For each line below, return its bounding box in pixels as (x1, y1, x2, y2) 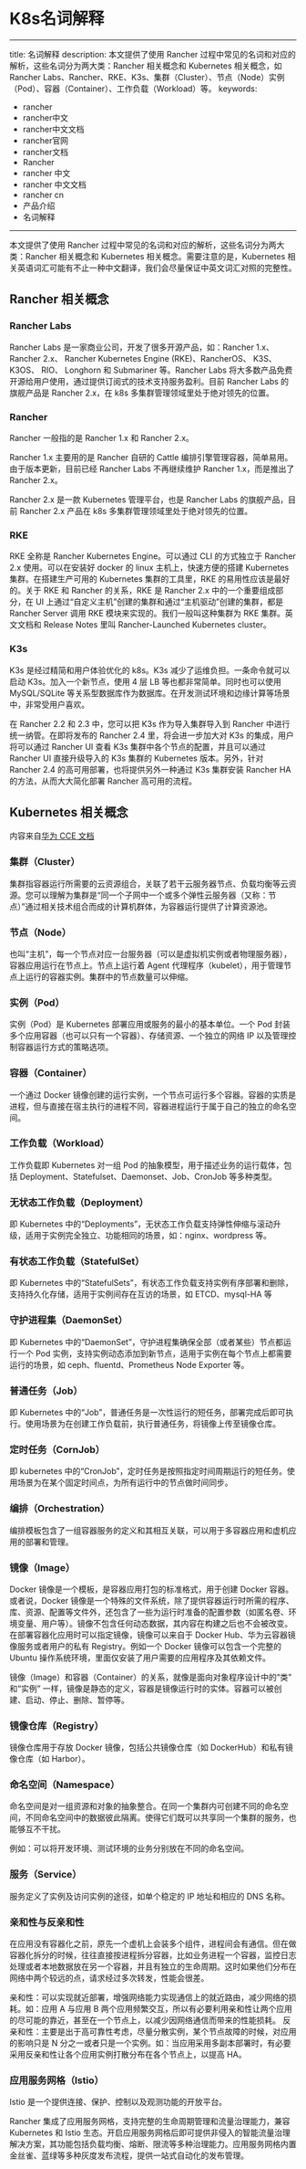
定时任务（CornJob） (9, 1443, 106, 1456)
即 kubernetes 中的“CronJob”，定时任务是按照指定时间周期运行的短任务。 (9, 1466, 288, 1477)
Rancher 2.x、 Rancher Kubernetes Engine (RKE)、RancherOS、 (9, 353, 251, 363)
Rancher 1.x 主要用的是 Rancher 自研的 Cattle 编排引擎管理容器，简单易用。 (9, 451, 293, 462)
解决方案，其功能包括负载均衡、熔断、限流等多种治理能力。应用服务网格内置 (9, 2139, 297, 2150)
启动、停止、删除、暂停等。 (25, 1694, 129, 1705)
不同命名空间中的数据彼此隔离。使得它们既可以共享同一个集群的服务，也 (25, 1812, 297, 1823)
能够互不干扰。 (9, 1824, 66, 1835)
